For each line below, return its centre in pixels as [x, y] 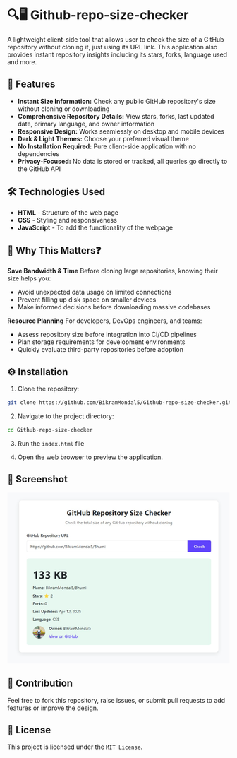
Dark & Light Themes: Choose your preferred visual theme [103, 138]
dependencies [38, 153]
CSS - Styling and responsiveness [67, 220]
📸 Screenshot [38, 479]
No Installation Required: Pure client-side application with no [107, 146]
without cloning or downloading [63, 109]
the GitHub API [39, 169]
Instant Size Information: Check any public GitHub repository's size [117, 101]
